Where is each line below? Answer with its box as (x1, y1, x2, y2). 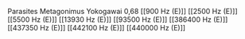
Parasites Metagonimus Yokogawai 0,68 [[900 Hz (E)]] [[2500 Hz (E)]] (7, 7, 238, 16)
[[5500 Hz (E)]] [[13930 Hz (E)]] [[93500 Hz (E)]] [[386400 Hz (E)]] (7, 15, 228, 24)
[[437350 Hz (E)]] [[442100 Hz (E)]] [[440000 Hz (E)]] (7, 23, 186, 32)
